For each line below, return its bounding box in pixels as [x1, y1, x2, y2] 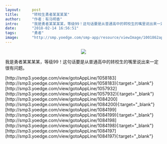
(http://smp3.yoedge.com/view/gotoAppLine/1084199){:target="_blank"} [5, 112, 154, 118]
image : [5, 35, 19, 40]
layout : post [5, 7, 41, 12]
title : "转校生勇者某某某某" [5, 12, 70, 17]
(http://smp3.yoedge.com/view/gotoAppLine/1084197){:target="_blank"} [5, 133, 154, 139]
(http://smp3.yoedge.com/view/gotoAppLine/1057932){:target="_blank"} [5, 91, 155, 97]
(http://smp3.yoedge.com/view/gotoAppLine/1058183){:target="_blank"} [5, 80, 154, 86]
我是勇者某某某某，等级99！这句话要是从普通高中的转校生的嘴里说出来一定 [5, 58, 159, 65]
